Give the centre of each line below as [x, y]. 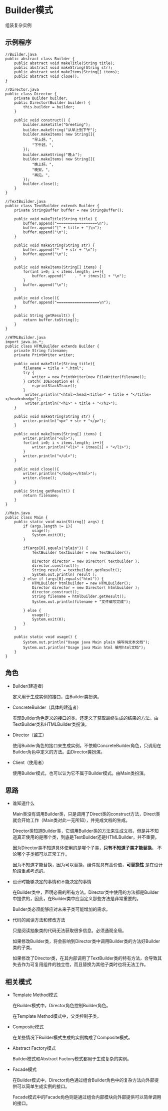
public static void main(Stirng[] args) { [59, 522]
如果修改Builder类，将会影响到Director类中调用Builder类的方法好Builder [86, 941]
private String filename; [41, 351]
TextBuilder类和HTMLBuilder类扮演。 [51, 724]
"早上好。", [43, 139]
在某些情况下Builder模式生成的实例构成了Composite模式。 [72, 1038]
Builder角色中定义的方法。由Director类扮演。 [58, 752]
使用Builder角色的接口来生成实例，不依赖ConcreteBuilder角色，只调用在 [87, 745]
